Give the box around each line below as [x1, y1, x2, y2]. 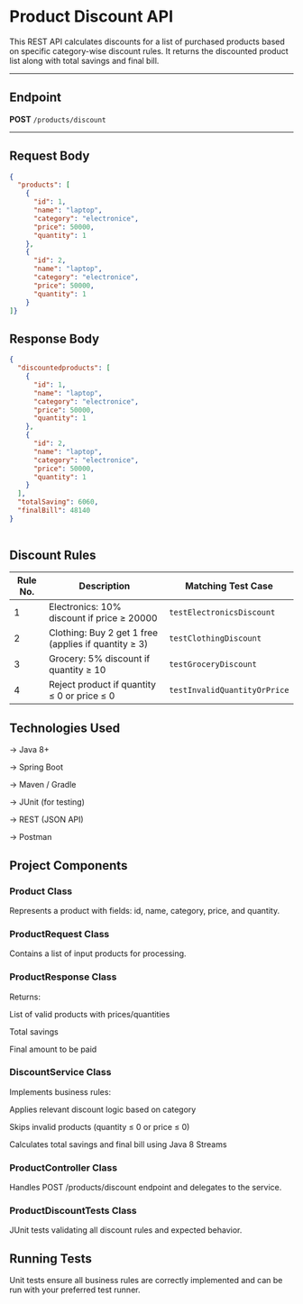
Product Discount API [9, 6, 174, 27]
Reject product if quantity [48, 679, 156, 691]
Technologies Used [9, 720, 120, 735]
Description [78, 579, 131, 592]
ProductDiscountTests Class [9, 1205, 137, 1217]
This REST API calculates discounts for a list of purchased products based [9, 36, 286, 47]
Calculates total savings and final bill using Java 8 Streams [9, 1138, 227, 1150]
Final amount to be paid [9, 1044, 97, 1054]
